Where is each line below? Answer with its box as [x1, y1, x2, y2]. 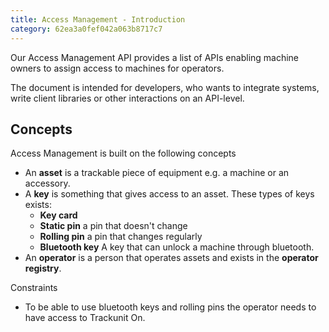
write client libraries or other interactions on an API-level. [10, 92, 245, 104]
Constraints [10, 282, 58, 294]
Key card [39, 209, 78, 221]
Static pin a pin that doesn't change [39, 220, 188, 232]
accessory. [24, 177, 71, 190]
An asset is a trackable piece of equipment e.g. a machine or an [24, 167, 290, 179]
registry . [24, 262, 62, 275]
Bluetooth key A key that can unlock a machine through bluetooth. [39, 241, 315, 253]
